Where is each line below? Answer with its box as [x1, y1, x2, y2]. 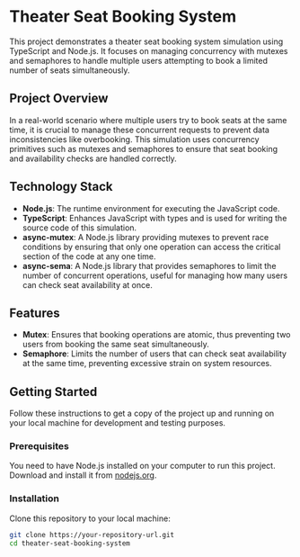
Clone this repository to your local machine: [9, 513, 171, 524]
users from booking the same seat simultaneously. [22, 339, 209, 350]
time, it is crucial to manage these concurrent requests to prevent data [9, 124, 269, 135]
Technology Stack [9, 179, 113, 194]
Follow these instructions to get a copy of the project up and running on [9, 408, 275, 419]
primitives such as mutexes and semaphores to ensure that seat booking [9, 143, 278, 154]
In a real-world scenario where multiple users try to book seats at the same [9, 114, 287, 125]
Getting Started [9, 384, 98, 400]
